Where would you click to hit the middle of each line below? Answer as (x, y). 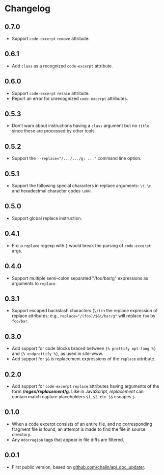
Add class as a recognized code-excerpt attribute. (62, 66)
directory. (21, 434)
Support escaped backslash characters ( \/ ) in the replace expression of (85, 311)
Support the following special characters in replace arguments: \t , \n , (82, 186)
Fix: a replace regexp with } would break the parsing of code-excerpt (81, 245)
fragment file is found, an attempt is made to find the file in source (79, 429)
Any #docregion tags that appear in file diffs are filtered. (68, 440)
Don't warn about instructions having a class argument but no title (81, 126)
